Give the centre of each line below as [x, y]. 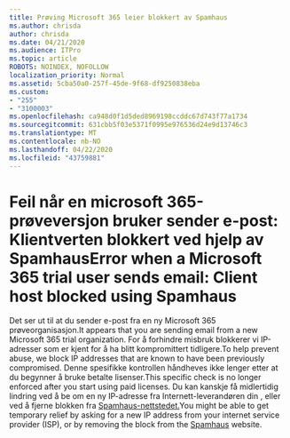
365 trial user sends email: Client [133, 277]
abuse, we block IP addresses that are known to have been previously [137, 358]
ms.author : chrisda [45, 26]
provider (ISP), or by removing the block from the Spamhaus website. [136, 425]
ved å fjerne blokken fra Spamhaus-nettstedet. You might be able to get [139, 406]
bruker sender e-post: [196, 221]
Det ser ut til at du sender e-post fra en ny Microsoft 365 [113, 321]
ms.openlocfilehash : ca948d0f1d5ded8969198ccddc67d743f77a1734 [129, 116]
